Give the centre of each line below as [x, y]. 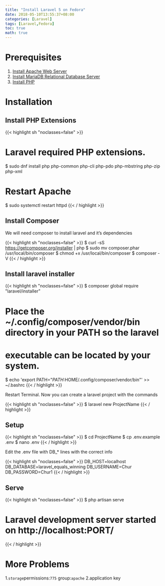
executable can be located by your [78, 355]
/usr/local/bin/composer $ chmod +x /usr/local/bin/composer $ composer [81, 253]
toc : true [15, 28]
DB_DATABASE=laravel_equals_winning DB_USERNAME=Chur [69, 467]
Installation [29, 102]
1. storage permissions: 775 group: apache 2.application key [63, 578]
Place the [25, 311]
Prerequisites [34, 57]
